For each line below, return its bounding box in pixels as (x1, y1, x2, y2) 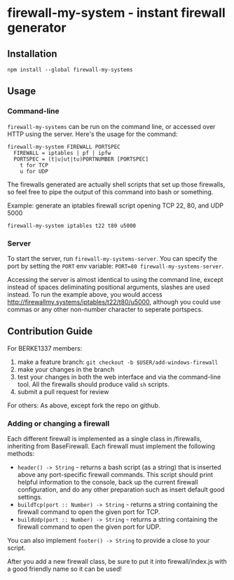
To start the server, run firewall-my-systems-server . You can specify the (7, 254, 217, 262)
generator (7, 20, 67, 36)
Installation (7, 48, 57, 60)
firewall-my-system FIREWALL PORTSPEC (7, 143, 121, 150)
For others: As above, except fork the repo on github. (7, 401, 160, 410)
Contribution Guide (7, 325, 93, 337)
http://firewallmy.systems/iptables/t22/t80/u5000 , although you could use (7, 297, 221, 306)
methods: (7, 450, 35, 458)
